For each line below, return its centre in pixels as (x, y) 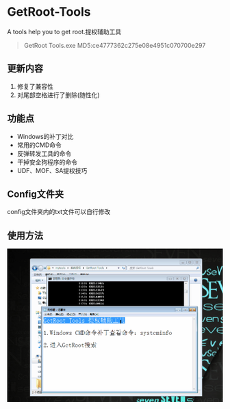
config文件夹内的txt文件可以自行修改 (59, 212)
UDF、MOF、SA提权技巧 (52, 170)
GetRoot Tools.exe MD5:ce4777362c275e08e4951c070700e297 (115, 45)
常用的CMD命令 (39, 145)
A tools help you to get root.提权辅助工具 (64, 31)
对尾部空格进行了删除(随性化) (59, 95)
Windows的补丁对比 (45, 136)
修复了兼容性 (35, 86)
